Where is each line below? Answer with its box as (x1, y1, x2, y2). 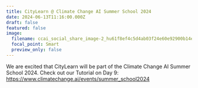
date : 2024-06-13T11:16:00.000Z (6, 14, 85, 20)
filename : (11, 36, 35, 42)
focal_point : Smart (11, 42, 60, 48)
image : (6, 31, 22, 36)
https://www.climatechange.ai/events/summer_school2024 (6, 75, 150, 82)
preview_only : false (11, 47, 62, 53)
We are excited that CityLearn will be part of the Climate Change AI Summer (6, 63, 191, 70)
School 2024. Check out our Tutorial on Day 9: (6, 69, 119, 76)
